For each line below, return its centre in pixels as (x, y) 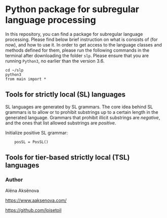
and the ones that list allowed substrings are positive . (61, 123)
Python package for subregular (72, 9)
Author (14, 180)
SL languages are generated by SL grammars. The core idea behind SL (79, 107)
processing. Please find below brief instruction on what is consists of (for (81, 39)
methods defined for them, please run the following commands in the (77, 50)
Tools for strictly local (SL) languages (65, 95)
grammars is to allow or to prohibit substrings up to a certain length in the (82, 112)
